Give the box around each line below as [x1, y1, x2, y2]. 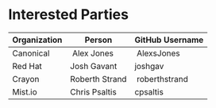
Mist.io [12, 86, 37, 97]
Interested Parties [8, 6, 129, 24]
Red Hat [12, 60, 42, 71]
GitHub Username [134, 34, 204, 45]
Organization [12, 34, 63, 45]
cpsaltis [134, 86, 164, 97]
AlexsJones [136, 48, 180, 59]
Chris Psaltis [70, 86, 117, 97]
